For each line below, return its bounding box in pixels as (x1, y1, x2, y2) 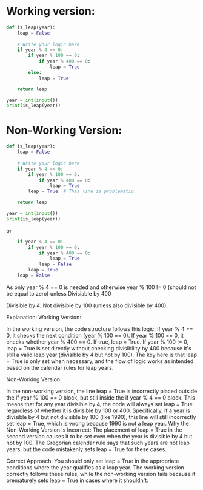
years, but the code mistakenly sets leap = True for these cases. (6, 445, 167, 453)
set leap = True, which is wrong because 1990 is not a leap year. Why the (6, 420, 189, 427)
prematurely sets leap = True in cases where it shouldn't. (6, 477, 148, 484)
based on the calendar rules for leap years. (6, 364, 114, 371)
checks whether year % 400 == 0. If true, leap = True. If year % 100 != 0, (6, 338, 189, 345)
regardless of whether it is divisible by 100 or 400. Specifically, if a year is (6, 407, 190, 414)
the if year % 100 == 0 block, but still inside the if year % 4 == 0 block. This (6, 393, 195, 401)
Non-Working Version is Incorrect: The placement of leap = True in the (6, 426, 182, 434)
